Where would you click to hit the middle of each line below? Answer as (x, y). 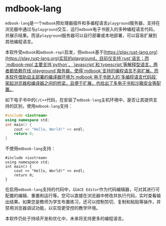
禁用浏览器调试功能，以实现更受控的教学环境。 (53, 208)
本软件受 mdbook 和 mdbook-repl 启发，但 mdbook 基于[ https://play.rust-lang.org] (82, 52)
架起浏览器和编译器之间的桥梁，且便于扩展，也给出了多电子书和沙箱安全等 (81, 83)
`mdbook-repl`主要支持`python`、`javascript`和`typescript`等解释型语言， (79, 64)
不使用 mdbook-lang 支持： (30, 149)
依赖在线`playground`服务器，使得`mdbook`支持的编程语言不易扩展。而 (86, 70)
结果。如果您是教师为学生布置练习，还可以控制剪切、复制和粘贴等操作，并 (85, 202)
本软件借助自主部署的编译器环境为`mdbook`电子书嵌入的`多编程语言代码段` (81, 77)
